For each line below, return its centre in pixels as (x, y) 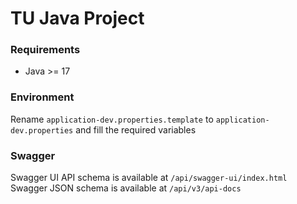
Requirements (45, 50)
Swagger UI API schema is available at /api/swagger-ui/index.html (149, 178)
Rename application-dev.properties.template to (112, 119)
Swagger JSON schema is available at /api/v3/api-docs (126, 188)
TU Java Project (77, 18)
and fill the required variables (136, 129)
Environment (42, 97)
